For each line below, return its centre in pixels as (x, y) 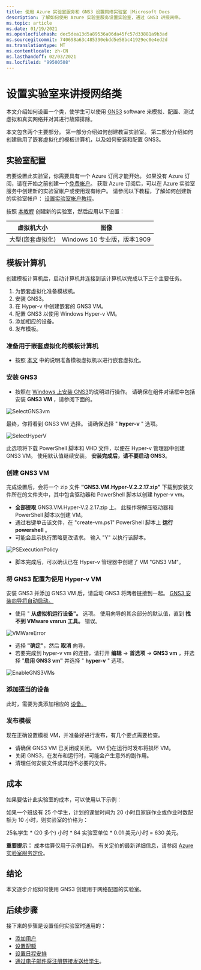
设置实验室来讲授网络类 (64, 94)
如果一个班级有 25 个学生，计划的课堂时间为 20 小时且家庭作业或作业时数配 (100, 812)
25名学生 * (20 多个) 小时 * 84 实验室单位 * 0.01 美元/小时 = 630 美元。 (94, 833)
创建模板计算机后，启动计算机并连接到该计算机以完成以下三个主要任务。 (95, 278)
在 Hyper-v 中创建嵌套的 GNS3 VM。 (61, 306)
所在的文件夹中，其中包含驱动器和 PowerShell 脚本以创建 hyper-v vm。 (99, 494)
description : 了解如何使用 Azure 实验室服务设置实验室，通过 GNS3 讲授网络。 (95, 17)
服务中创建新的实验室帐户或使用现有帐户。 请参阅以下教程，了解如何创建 (96, 191)
